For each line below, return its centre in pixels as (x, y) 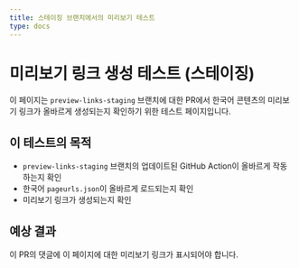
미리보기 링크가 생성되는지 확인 (77, 200)
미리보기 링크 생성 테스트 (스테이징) (132, 74)
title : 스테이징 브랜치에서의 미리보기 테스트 (82, 18)
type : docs (30, 26)
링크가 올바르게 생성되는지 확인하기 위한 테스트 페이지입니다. (125, 111)
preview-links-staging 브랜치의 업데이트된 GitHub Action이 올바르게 (146, 166)
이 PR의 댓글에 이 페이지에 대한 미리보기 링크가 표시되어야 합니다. (124, 254)
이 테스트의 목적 (51, 142)
